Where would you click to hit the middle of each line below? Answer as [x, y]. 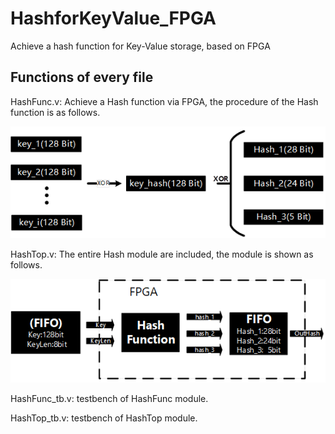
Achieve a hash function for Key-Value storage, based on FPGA [140, 46]
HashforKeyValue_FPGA [113, 18]
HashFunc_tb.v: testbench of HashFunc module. [109, 399]
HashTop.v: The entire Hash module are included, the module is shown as [162, 254]
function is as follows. [55, 112]
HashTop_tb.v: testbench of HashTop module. [104, 418]
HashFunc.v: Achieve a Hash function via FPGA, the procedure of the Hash [164, 101]
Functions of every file [82, 77]
